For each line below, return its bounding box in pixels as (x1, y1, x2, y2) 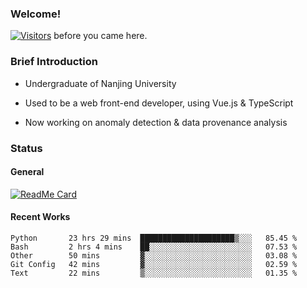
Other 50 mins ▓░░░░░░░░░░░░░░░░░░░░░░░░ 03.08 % (10, 250, 298, 261)
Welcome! (10, 7, 62, 21)
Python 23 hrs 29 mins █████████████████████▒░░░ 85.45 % (10, 233, 298, 243)
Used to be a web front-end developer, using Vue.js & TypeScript (24, 97, 294, 109)
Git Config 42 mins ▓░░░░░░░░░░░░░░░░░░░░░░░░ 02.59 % (10, 259, 298, 269)
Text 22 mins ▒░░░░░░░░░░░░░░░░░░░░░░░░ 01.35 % (10, 268, 298, 278)
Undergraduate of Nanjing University (24, 77, 177, 89)
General (10, 166, 45, 178)
